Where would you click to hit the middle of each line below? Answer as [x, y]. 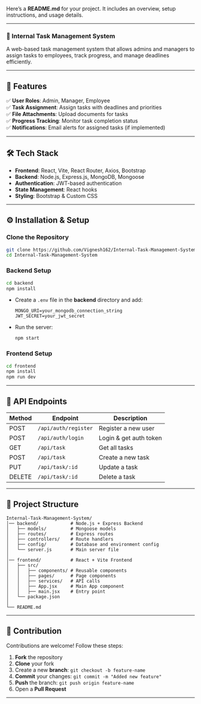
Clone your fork [34, 663]
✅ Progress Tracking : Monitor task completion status [72, 121]
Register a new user [127, 428]
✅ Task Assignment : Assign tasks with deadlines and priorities [84, 108]
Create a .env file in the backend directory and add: [79, 300]
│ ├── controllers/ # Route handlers [60, 539]
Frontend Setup [29, 353]
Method [21, 418]
